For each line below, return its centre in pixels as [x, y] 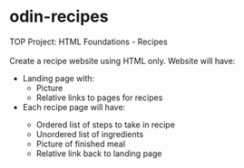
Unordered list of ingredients [90, 134]
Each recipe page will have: [74, 107]
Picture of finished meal [80, 144]
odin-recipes [59, 17]
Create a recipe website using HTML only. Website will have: [122, 61]
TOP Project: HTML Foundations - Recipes [88, 42]
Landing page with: [59, 78]
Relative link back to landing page [99, 153]
